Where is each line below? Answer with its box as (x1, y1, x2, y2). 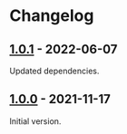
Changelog (9, 5, 94, 26)
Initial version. (9, 115, 62, 127)
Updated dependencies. (9, 65, 100, 76)
